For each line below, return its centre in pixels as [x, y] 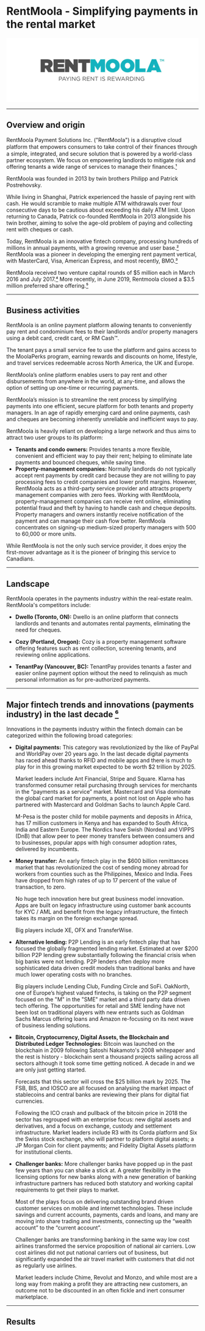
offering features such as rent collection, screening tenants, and [96, 648]
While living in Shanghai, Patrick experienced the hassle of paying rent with [101, 196]
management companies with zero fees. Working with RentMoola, [98, 495]
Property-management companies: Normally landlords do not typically [106, 469]
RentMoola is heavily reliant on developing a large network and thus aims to [101, 431]
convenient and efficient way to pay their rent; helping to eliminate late [104, 456]
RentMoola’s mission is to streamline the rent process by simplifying [92, 400]
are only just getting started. [51, 1070]
